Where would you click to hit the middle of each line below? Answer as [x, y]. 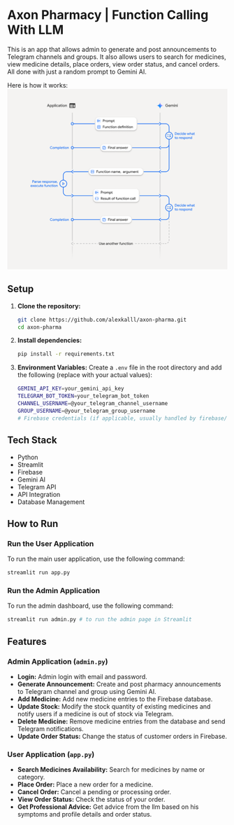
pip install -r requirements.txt [66, 354]
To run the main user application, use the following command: [96, 559]
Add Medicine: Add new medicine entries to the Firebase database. [115, 699]
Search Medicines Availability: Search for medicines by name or [111, 770]
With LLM [36, 30]
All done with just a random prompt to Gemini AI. [77, 71]
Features [27, 641]
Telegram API [37, 486]
